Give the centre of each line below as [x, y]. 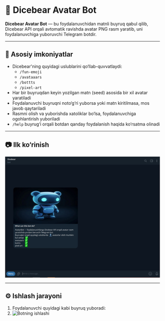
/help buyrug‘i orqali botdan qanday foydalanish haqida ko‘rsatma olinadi [86, 124]
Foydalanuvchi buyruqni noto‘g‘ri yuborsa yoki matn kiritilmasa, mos [81, 103]
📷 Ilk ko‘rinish [27, 145]
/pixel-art [31, 88]
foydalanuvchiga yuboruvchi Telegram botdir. [51, 34]
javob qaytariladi [29, 108]
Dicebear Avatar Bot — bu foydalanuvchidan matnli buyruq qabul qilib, [77, 24]
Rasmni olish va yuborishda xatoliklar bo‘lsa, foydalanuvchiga [74, 114]
